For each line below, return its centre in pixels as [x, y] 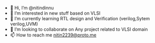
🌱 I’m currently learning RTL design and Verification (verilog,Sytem [80, 18]
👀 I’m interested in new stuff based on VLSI [55, 13]
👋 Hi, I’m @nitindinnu [32, 8]
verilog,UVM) [24, 24]
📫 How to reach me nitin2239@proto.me [53, 35]
